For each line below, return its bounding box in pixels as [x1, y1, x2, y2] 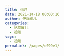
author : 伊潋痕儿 [5, 16, 37, 21]
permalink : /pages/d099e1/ [5, 43, 60, 48]
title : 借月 [5, 7, 28, 12]
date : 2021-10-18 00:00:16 [5, 12, 60, 17]
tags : [5, 35, 16, 39]
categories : [5, 20, 29, 26]
